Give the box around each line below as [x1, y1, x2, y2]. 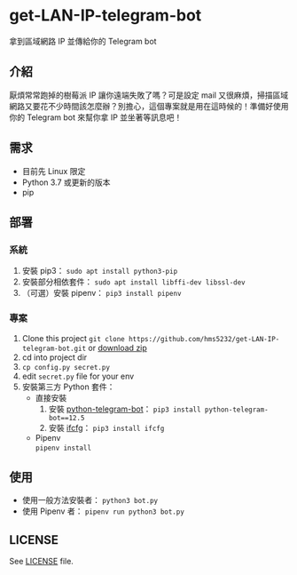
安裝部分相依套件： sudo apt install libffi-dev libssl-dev [21, 276, 246, 287]
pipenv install [35, 443, 91, 452]
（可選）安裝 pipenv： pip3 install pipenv [21, 288, 182, 299]
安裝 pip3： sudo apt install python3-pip [21, 266, 178, 276]
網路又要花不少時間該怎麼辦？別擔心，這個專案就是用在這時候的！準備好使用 [9, 100, 289, 111]
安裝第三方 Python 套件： [21, 381, 115, 392]
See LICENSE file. [9, 556, 74, 567]
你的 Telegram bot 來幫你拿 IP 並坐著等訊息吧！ [9, 112, 183, 123]
